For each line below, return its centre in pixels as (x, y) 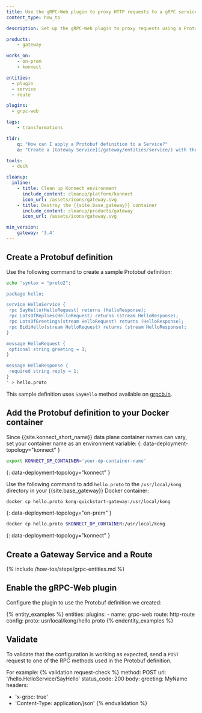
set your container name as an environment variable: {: (74, 443)
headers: (17, 685)
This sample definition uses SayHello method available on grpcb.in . (89, 394)
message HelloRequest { (36, 344)
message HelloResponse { (37, 366)
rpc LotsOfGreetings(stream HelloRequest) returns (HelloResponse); (96, 322)
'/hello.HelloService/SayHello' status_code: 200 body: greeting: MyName (97, 679)
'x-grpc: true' (31, 697)
